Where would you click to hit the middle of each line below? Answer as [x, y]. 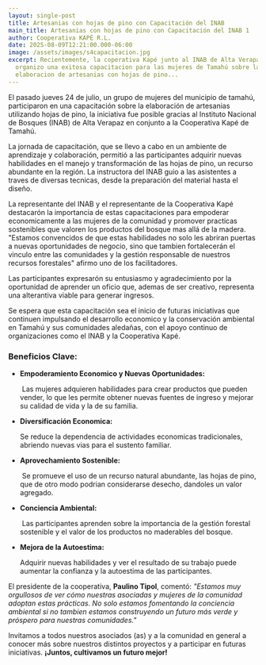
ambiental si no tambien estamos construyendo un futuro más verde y [123, 611]
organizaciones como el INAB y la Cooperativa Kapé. [94, 336]
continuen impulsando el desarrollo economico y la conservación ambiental [131, 319]
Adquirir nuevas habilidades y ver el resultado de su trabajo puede [128, 562]
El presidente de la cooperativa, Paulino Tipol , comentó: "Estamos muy [125, 586]
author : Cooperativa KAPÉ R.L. [60, 38]
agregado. [36, 492]
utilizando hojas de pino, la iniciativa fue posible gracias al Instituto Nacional [132, 114]
